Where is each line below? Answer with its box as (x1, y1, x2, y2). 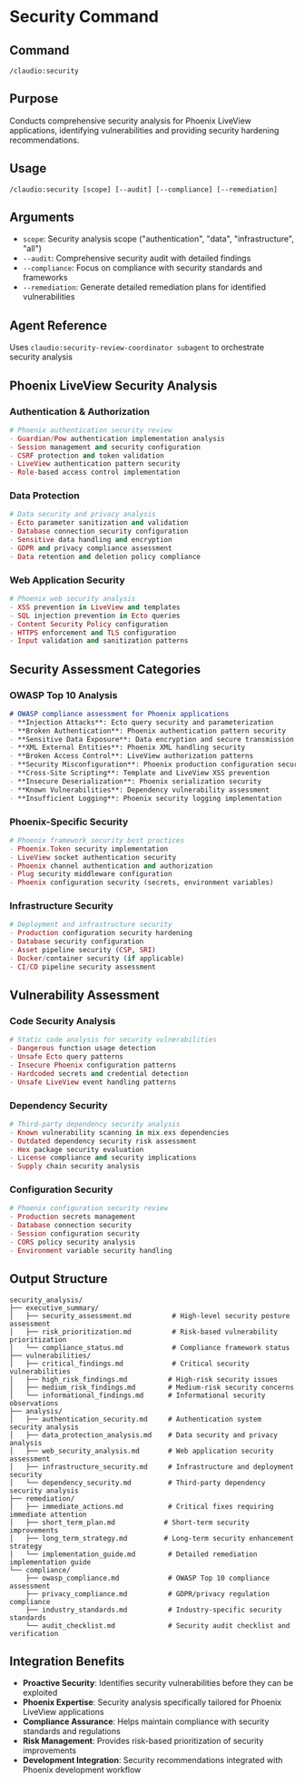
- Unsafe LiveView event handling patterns (9, 1078, 177, 1087)
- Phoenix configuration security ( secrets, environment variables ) (9, 878, 274, 887)
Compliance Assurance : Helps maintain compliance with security (22, 1716, 270, 1727)
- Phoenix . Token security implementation (9, 844, 169, 853)
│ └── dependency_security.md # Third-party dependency (9, 1478, 266, 1487)
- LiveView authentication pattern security (9, 459, 181, 468)
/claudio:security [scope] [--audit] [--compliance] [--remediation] (9, 184, 279, 194)
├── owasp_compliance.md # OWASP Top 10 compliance (25, 1573, 271, 1582)
